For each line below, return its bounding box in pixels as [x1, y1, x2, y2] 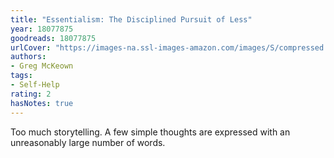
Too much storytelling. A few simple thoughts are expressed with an [10, 126, 291, 138]
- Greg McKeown [10, 61, 74, 71]
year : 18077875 [10, 24, 74, 34]
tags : [10, 71, 33, 81]
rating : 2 [10, 89, 52, 99]
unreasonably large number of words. [10, 136, 166, 148]
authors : [10, 52, 47, 62]
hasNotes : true [10, 98, 74, 108]
